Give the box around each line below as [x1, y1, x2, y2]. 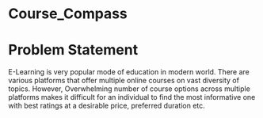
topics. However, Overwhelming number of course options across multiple [8, 84, 251, 93]
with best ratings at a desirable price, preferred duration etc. [8, 101, 206, 111]
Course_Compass [8, 5, 128, 23]
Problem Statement [8, 41, 139, 59]
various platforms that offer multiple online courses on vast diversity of [8, 76, 240, 86]
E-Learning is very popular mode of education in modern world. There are [8, 67, 250, 77]
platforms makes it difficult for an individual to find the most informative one [8, 93, 256, 102]
